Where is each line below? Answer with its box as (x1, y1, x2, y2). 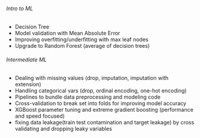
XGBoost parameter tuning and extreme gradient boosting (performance (14, 106, 193, 114)
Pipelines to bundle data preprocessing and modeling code (14, 93, 160, 101)
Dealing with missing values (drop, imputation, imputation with (14, 75, 169, 82)
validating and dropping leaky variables (14, 125, 113, 133)
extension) (14, 81, 41, 88)
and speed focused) (14, 112, 65, 119)
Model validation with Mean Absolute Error (14, 30, 120, 37)
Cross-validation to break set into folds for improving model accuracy (14, 100, 187, 107)
